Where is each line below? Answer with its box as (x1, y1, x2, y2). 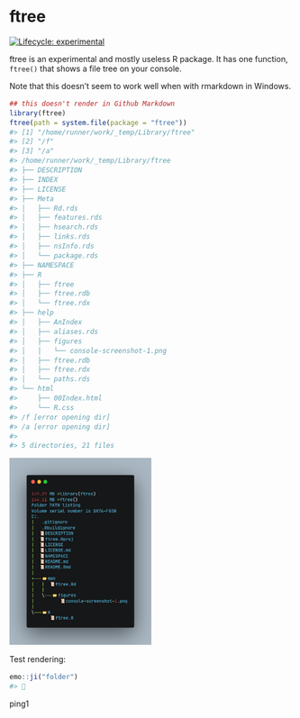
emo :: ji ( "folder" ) (9, 673, 78, 682)
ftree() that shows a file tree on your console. (9, 63, 182, 74)
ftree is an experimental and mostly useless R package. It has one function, (9, 53, 288, 64)
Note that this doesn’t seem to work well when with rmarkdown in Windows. (9, 80, 291, 91)
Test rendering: (9, 654, 66, 665)
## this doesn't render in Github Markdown (9, 99, 176, 108)
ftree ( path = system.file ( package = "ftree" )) (9, 118, 187, 127)
